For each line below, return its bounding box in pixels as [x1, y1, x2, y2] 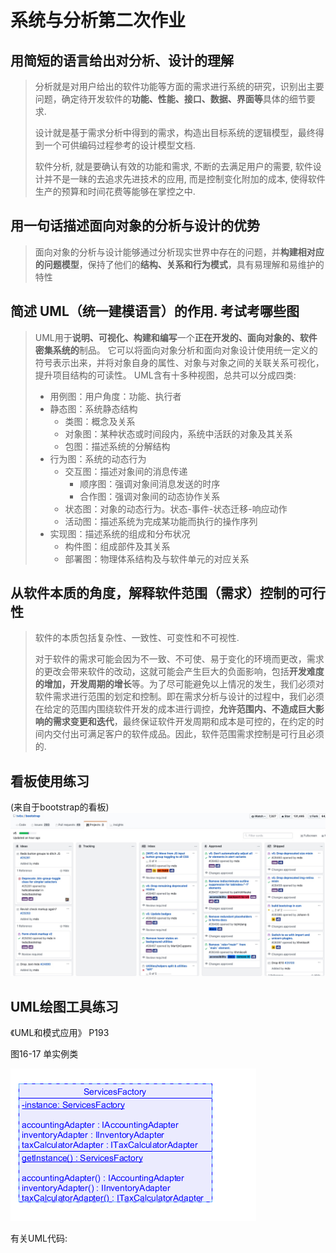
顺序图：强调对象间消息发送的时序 [79, 477, 221, 490]
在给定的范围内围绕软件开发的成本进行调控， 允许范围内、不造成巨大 [34, 703, 316, 715]
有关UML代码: [10, 1232, 68, 1244]
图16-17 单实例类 [10, 1047, 79, 1060]
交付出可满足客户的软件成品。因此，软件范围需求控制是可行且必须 [52, 728, 325, 740]
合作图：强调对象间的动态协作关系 [79, 490, 221, 502]
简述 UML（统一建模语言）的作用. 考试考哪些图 [10, 303, 300, 320]
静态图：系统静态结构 [49, 402, 138, 415]
